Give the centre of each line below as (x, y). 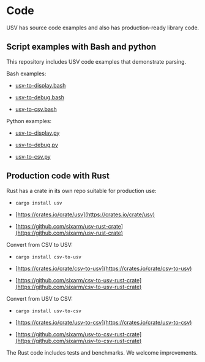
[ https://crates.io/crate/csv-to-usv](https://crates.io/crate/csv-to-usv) (103, 268)
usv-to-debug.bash (39, 97)
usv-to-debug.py (36, 145)
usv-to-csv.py (33, 156)
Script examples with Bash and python (81, 47)
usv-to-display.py (37, 133)
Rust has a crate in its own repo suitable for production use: (82, 190)
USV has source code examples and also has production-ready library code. (103, 28)
